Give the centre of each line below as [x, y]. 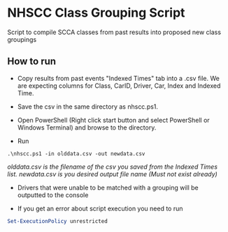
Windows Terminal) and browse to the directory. [87, 127]
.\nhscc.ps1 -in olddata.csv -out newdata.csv [76, 154]
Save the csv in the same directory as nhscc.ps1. [88, 107]
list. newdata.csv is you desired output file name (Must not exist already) [113, 174]
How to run [32, 62]
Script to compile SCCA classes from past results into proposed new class [114, 32]
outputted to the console [53, 195]
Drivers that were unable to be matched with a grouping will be [108, 187]
